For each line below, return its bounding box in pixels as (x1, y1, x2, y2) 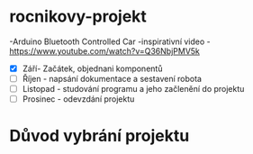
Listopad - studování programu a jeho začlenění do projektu (22, 84, 245, 95)
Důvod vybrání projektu (9, 126, 190, 146)
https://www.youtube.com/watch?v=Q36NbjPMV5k (9, 45, 201, 56)
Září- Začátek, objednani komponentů (22, 63, 163, 74)
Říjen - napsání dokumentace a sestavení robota (22, 74, 203, 84)
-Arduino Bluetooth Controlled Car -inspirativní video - (9, 36, 211, 47)
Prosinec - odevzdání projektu (22, 94, 135, 104)
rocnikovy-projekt (9, 6, 147, 27)
